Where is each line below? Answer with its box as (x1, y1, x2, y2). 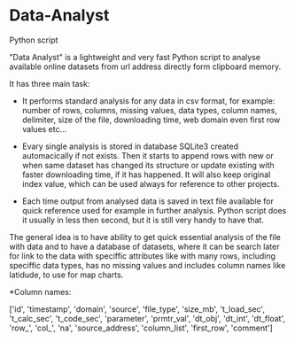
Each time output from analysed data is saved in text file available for (21, 196, 275, 206)
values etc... (21, 123, 67, 134)
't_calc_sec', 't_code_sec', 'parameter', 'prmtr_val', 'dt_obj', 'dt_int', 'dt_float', (9, 313, 286, 323)
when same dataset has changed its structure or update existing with (21, 159, 275, 170)
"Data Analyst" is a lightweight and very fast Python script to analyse (9, 51, 261, 62)
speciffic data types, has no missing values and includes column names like (9, 260, 286, 270)
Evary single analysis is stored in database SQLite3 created (21, 141, 239, 152)
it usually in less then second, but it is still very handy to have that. (21, 214, 264, 225)
